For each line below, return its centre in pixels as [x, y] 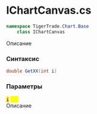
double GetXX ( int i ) [32, 71]
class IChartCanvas [41, 32]
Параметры [24, 86]
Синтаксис [23, 58]
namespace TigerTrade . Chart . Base [48, 26]
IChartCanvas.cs [49, 10]
